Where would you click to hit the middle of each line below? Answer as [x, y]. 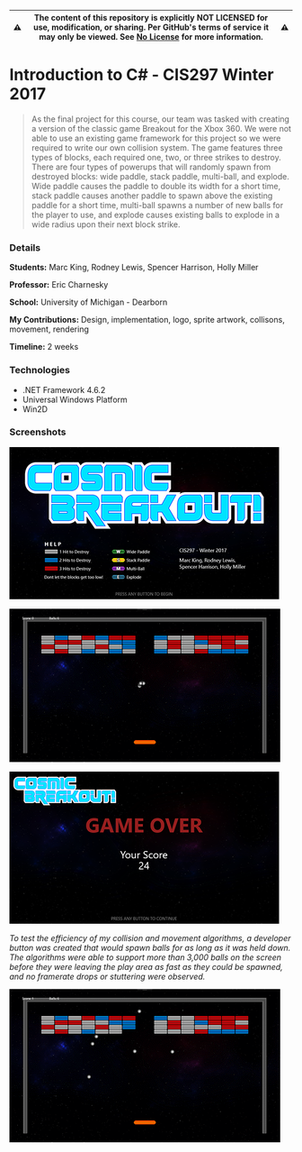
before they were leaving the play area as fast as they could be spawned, [146, 966]
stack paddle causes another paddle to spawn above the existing [152, 196]
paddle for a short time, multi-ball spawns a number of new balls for [157, 205]
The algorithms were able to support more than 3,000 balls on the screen [145, 957]
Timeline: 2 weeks [44, 347]
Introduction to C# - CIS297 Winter [142, 75]
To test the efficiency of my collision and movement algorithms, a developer [150, 937]
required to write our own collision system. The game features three [157, 147]
